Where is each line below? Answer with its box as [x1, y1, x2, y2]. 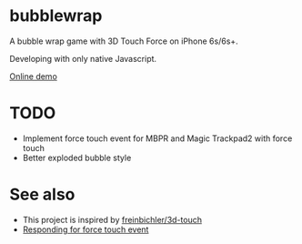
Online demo [9, 70, 57, 82]
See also [9, 184, 75, 205]
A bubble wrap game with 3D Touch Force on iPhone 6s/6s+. [9, 36, 238, 46]
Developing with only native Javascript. [9, 53, 157, 64]
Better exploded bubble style [22, 152, 132, 163]
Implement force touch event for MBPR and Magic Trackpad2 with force [22, 133, 293, 144]
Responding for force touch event [22, 224, 149, 235]
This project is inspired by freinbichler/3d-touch [22, 214, 203, 225]
